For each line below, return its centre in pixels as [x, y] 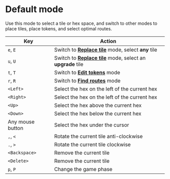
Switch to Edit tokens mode [87, 72]
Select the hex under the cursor [92, 125]
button [16, 128]
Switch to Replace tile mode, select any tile [106, 50]
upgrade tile [69, 64]
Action [108, 41]
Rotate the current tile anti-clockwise [98, 136]
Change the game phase [83, 169]
